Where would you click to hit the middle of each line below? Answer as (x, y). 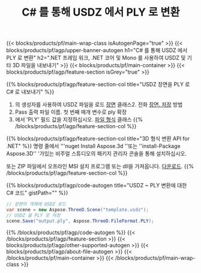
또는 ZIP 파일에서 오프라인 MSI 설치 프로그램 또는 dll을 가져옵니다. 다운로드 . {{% (100, 166)
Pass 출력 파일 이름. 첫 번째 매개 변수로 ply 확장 (71, 112)
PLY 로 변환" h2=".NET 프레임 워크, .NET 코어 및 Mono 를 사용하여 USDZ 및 (96, 58)
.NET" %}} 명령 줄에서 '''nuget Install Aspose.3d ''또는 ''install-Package (94, 146)
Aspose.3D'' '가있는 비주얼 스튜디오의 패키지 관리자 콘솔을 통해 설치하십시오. (97, 154)
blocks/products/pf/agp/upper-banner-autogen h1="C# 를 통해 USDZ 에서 (97, 50)
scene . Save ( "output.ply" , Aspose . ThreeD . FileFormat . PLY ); (80, 221)
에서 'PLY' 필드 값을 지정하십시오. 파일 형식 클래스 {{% (79, 120)
